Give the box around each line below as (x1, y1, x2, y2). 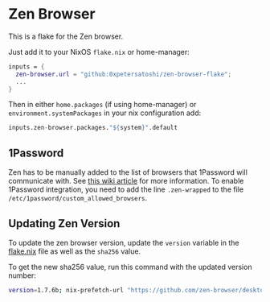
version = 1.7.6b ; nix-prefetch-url (8, 286, 125, 294)
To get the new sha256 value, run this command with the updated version (8, 262, 252, 271)
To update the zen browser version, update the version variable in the (8, 238, 239, 247)
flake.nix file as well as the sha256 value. (8, 246, 141, 256)
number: (8, 271, 36, 280)
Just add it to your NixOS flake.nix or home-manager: (8, 47, 190, 56)
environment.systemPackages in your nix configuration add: (8, 108, 202, 118)
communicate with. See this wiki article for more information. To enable (8, 176, 244, 186)
